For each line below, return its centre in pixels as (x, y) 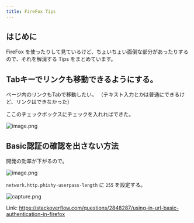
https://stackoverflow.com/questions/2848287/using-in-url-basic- (99, 208)
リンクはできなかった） (44, 102)
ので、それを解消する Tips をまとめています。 (61, 59)
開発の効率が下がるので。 (37, 161)
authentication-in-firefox (36, 214)
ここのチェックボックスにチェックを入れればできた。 (70, 114)
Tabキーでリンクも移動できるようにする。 (82, 79)
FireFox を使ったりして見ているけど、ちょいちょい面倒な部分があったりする (97, 52)
